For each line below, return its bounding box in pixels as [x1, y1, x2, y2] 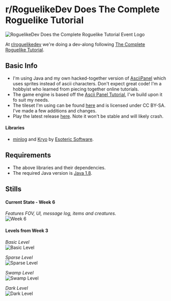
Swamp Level [5, 269, 34, 275]
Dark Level [5, 285, 28, 291]
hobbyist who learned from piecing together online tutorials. [12, 86, 139, 92]
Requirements [5, 151, 51, 159]
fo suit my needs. [12, 97, 50, 103]
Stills [5, 185, 22, 194]
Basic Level [5, 239, 30, 245]
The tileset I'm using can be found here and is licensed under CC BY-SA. [12, 102, 166, 108]
